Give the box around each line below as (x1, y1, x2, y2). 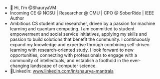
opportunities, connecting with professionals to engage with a (9, 52, 137, 58)
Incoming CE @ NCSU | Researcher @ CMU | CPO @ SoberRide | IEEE (9, 10, 155, 16)
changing (9, 63, 30, 69)
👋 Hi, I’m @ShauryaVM (9, 5, 56, 10)
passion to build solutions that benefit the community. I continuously (9, 36, 151, 42)
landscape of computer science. (30, 63, 97, 69)
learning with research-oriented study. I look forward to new (9, 47, 134, 53)
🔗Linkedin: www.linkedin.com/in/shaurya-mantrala (9, 68, 114, 74)
